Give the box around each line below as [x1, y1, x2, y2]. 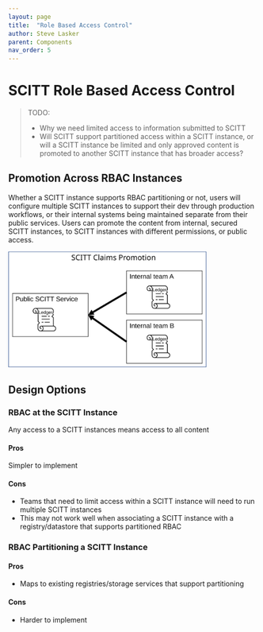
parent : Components [8, 38, 73, 46]
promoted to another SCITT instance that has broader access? [39, 149, 244, 158]
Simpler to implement [8, 461, 78, 471]
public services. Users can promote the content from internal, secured [8, 218, 238, 227]
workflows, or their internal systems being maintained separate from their [8, 209, 248, 219]
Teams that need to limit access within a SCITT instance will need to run [19, 497, 255, 506]
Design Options [8, 382, 86, 397]
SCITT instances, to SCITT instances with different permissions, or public [8, 227, 248, 236]
